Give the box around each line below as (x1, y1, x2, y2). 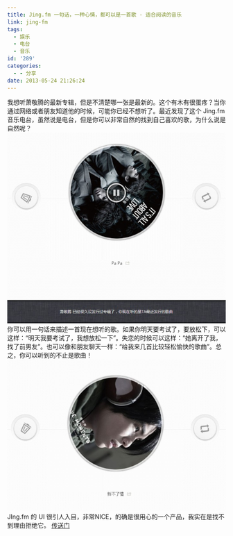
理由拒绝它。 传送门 (12, 521, 70, 529)
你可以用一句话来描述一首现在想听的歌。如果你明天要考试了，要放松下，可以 (7, 325, 226, 333)
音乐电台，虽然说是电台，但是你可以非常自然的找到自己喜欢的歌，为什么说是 (7, 115, 226, 124)
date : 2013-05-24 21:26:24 (7, 77, 85, 84)
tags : (7, 26, 23, 33)
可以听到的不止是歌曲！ (25, 351, 92, 359)
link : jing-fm (7, 18, 49, 26)
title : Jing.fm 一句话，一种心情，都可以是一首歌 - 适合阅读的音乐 (7, 11, 182, 18)
